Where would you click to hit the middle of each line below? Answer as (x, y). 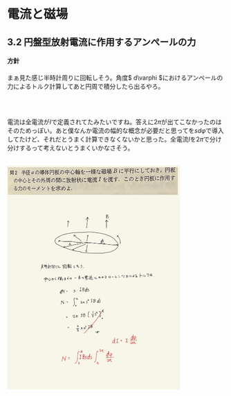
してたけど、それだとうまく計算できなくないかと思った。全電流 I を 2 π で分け (114, 139)
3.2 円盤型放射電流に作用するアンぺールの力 (102, 42)
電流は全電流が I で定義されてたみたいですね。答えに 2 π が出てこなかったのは (114, 121)
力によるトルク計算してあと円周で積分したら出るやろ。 (86, 86)
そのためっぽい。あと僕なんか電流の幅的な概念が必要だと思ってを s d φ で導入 (116, 130)
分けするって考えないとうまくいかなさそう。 (71, 148)
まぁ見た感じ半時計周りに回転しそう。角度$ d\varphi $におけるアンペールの (115, 78)
